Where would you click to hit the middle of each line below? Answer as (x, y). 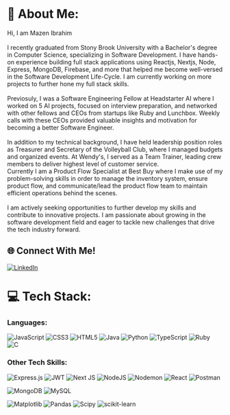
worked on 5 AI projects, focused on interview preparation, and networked (112, 105)
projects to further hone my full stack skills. (68, 84)
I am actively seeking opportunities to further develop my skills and (102, 207)
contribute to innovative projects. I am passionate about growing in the (107, 214)
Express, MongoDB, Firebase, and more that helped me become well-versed (115, 69)
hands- (208, 55)
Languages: (27, 323)
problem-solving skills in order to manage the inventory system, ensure (107, 178)
